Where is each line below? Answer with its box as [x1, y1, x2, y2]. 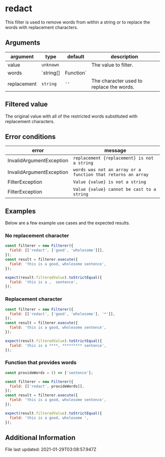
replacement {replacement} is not [73, 155, 154, 161]
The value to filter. [91, 61, 134, 68]
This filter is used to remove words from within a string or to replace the [5, 19, 150, 25]
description [110, 53, 138, 60]
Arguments [5, 39, 41, 47]
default [67, 53, 84, 60]
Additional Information [5, 433, 76, 442]
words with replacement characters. [5, 24, 79, 30]
